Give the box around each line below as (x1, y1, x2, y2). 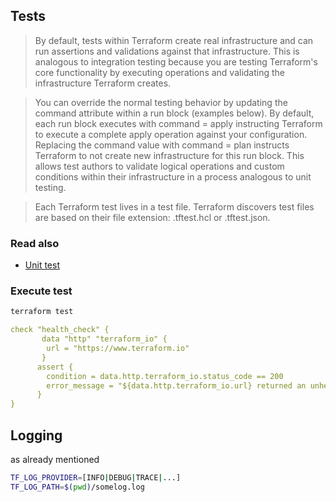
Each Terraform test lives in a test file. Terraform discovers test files (34, 200, 315, 213)
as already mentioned (10, 453, 100, 465)
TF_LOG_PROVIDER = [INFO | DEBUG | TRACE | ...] (10, 472, 182, 483)
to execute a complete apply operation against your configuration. (34, 128, 308, 140)
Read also (10, 236, 60, 250)
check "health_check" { (10, 325, 110, 335)
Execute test (10, 284, 73, 298)
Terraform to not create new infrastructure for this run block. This (34, 149, 305, 161)
